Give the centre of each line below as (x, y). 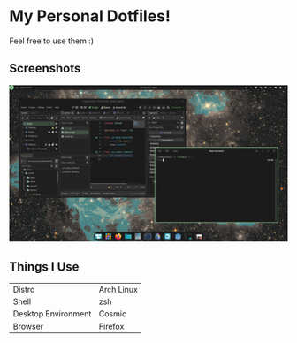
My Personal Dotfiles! (90, 16)
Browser (28, 326)
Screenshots (45, 69)
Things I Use (44, 267)
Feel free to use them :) (52, 41)
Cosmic (112, 314)
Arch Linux (118, 289)
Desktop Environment (52, 314)
